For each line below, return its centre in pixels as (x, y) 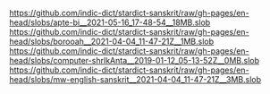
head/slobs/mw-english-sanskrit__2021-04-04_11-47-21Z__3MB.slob (135, 79)
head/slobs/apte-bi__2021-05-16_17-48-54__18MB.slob (110, 22)
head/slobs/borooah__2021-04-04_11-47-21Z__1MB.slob (112, 41)
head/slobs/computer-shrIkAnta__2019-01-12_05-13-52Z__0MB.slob (135, 60)
